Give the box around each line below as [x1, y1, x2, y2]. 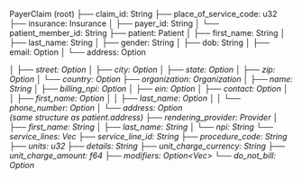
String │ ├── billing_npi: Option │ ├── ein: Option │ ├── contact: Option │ [9, 84, 288, 94]
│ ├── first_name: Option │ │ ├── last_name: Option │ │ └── [9, 93, 242, 103]
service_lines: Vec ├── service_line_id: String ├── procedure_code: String [9, 131, 288, 141]
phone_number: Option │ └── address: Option [9, 103, 183, 112]
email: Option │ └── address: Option [9, 47, 147, 58]
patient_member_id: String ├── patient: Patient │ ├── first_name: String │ [9, 28, 286, 38]
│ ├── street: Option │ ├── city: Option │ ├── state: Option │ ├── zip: [9, 64, 276, 75]
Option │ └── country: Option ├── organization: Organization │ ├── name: [9, 74, 293, 85]
